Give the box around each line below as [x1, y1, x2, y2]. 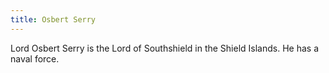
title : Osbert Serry [10, 14, 97, 25]
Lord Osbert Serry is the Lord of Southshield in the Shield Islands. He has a [10, 42, 320, 54]
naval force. [10, 52, 60, 65]
